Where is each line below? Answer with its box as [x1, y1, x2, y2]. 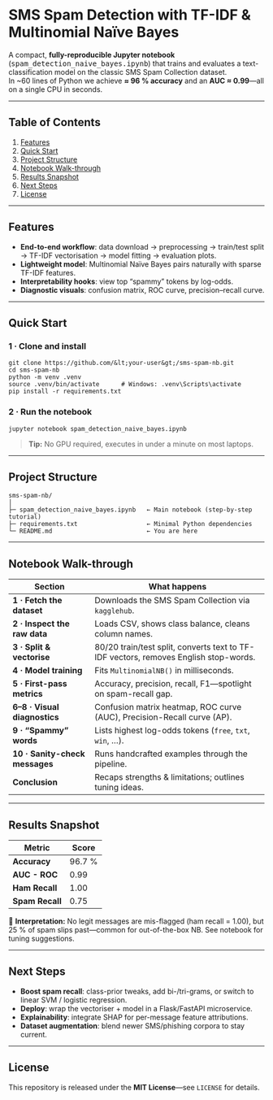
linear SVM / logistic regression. [19, 994, 128, 1005]
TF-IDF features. [19, 267, 76, 277]
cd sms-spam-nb [8, 366, 60, 375]
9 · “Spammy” [12, 725, 69, 737]
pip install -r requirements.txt [8, 388, 122, 396]
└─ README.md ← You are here [8, 527, 198, 536]
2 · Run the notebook [8, 407, 93, 418]
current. [19, 1029, 47, 1039]
